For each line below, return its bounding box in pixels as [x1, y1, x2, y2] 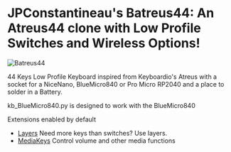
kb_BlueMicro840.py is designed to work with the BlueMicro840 [7, 101, 195, 109]
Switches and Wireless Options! [7, 36, 200, 51]
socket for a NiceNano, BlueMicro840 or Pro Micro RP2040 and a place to [7, 80, 225, 88]
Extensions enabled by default [7, 115, 97, 124]
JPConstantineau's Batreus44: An [7, 5, 215, 21]
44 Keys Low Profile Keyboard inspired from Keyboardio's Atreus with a [7, 72, 217, 81]
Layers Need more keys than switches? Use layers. [17, 129, 168, 137]
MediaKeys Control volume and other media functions [17, 136, 176, 145]
